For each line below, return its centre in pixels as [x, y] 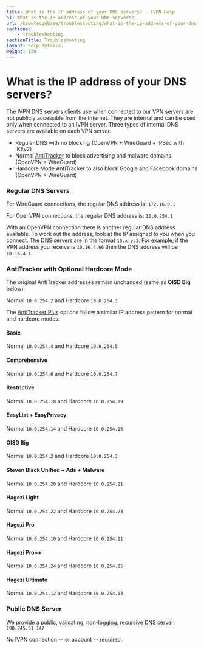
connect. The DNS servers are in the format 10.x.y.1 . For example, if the [97, 240]
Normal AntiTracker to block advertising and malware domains [93, 155]
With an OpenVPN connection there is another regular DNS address [91, 227]
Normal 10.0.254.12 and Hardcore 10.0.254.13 [65, 593]
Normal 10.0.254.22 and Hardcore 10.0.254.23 [65, 511]
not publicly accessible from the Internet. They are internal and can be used [101, 118]
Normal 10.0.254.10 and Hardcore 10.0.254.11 [65, 538]
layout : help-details [34, 46]
